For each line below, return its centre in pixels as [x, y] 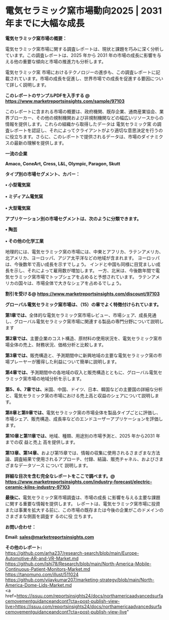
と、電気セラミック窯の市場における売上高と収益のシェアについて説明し [80, 395]
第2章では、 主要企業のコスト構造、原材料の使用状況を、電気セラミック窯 [81, 338]
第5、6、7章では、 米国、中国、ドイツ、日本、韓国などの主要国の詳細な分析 [84, 389]
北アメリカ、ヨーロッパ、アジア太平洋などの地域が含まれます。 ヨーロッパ [82, 258]
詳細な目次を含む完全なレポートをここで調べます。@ [60, 476]
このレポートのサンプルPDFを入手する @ [48, 95]
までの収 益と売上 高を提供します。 [41, 442]
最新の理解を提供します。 [40, 143]
